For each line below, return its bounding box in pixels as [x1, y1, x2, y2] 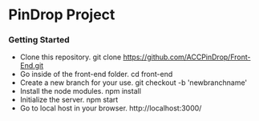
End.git [19, 61, 44, 71]
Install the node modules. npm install [19, 87, 142, 96]
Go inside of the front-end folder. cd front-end [19, 70, 173, 79]
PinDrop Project [8, 6, 115, 24]
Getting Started [8, 34, 70, 46]
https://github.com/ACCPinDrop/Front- [123, 52, 251, 62]
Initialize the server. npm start [19, 95, 119, 105]
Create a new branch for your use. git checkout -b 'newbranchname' [19, 78, 248, 87]
